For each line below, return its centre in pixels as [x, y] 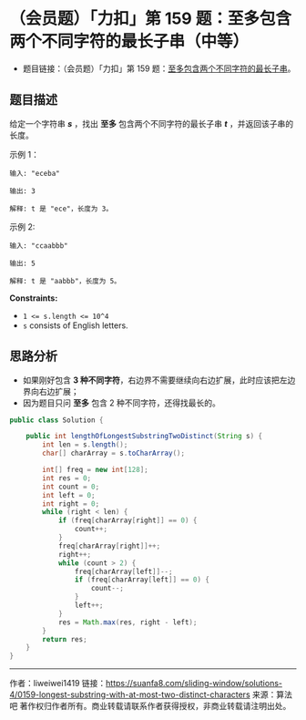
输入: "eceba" [35, 173]
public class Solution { [56, 420]
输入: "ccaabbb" [39, 246]
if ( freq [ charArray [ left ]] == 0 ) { [142, 580]
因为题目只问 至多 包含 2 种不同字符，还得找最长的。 [122, 403]
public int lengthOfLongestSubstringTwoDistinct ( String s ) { [144, 437]
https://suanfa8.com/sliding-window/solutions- [194, 684]
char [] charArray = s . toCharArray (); [113, 453]
